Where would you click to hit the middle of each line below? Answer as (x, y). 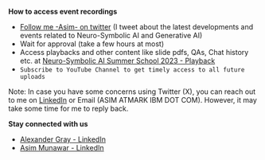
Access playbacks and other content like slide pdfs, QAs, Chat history (134, 52)
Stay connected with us (48, 124)
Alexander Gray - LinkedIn (62, 139)
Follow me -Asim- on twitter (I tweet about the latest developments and (136, 27)
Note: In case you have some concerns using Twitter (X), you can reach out (132, 92)
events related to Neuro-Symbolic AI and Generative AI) (111, 35)
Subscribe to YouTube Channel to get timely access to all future (132, 70)
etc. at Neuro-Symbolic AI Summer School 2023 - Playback (117, 60)
